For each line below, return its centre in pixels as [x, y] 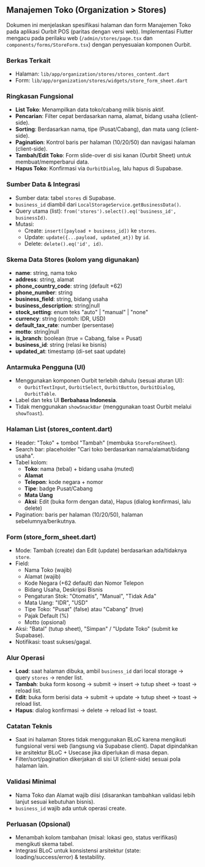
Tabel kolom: [31, 462]
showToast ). [29, 413]
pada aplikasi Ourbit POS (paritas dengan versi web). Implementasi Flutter [99, 31]
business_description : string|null [57, 306]
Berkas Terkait [28, 60]
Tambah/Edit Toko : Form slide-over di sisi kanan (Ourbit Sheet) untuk [103, 156]
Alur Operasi [25, 657]
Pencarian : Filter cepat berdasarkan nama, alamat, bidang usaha [97, 116]
